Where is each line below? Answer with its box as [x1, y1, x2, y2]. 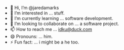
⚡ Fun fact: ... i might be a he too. [10, 39, 79, 45]
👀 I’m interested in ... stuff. [10, 10, 65, 16]
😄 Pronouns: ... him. [10, 33, 53, 39]
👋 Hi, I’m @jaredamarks [10, 5, 59, 10]
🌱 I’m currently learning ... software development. [10, 15, 113, 21]
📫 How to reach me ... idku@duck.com [10, 26, 93, 32]
